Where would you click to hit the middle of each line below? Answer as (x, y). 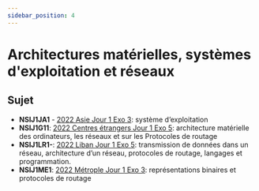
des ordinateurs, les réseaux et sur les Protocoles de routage (118, 136)
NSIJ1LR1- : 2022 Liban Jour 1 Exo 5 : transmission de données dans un (134, 144)
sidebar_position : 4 (41, 15)
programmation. (45, 161)
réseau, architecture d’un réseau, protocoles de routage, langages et (130, 153)
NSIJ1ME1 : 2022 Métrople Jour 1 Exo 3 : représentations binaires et (127, 170)
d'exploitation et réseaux (91, 71)
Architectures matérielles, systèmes (129, 54)
